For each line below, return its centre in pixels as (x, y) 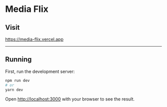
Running (19, 60)
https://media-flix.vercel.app (34, 39)
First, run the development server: (40, 71)
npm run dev (17, 80)
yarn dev (14, 90)
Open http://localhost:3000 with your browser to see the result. (70, 99)
